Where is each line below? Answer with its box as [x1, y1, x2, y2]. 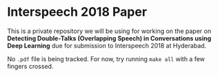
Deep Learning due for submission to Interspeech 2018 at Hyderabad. [7, 41, 207, 49]
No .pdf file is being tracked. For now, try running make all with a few [7, 54, 206, 63]
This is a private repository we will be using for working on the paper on [7, 27, 212, 35]
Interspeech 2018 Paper [7, 4, 147, 20]
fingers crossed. [7, 62, 54, 70]
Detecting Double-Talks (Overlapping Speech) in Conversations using [7, 34, 212, 42]
